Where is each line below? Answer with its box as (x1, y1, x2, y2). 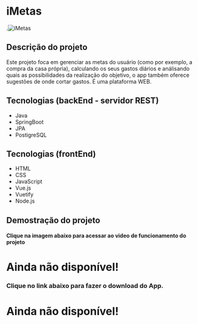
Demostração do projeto (6, 215, 101, 225)
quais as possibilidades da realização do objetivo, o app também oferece (6, 71, 190, 79)
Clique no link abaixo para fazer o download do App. (6, 282, 164, 290)
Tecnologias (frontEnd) (6, 148, 96, 159)
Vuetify (15, 191, 34, 198)
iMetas (6, 4, 42, 18)
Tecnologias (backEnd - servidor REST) (6, 96, 160, 106)
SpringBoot (15, 118, 44, 126)
